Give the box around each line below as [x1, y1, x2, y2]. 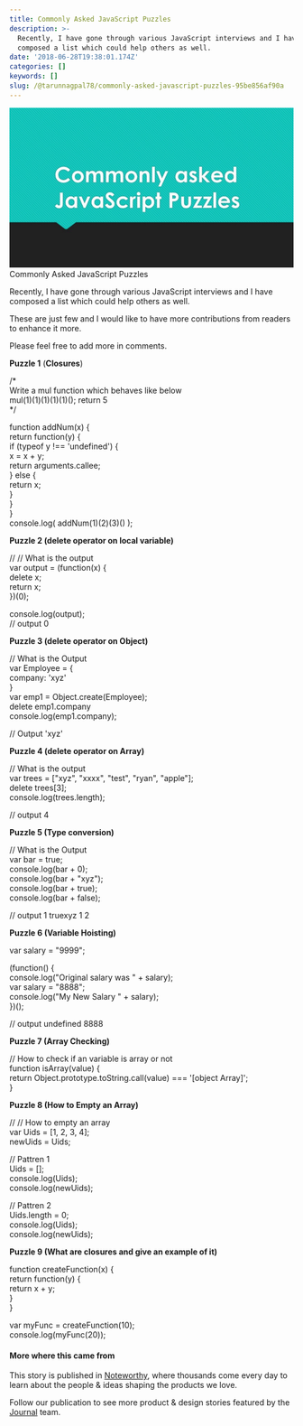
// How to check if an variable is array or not [9, 1053, 173, 1065]
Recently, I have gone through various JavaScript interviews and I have [9, 286, 273, 297]
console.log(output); [9, 609, 86, 620]
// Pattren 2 [9, 1200, 51, 1211]
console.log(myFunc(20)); [9, 1329, 106, 1340]
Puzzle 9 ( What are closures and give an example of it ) [9, 1246, 218, 1257]
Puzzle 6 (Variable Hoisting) [9, 927, 117, 938]
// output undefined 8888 [9, 1019, 104, 1030]
